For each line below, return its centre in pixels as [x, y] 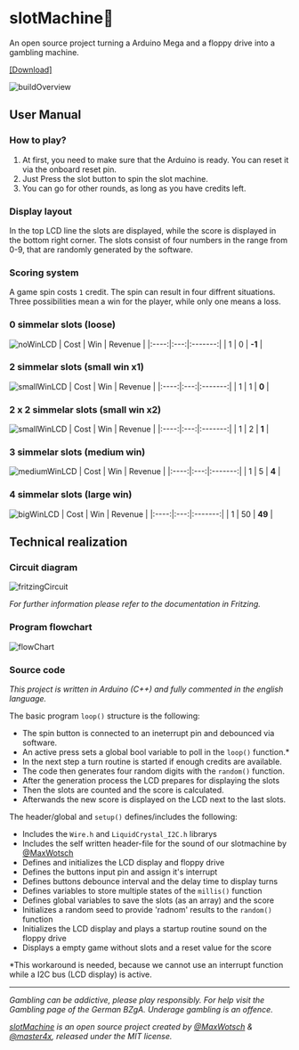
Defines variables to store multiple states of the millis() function [142, 890]
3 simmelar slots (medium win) [77, 452]
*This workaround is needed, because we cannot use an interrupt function [146, 964]
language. [28, 698]
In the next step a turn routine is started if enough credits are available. [152, 761]
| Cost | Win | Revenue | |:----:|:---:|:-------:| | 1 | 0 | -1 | [161, 344]
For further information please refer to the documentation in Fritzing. [135, 604]
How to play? [38, 140]
